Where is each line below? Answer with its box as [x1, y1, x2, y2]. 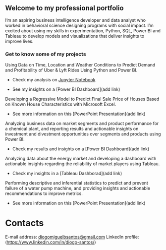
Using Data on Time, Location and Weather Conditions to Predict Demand [5, 62, 156, 68]
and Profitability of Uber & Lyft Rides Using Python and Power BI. [5, 67, 138, 73]
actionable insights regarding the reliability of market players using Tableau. [5, 161, 160, 167]
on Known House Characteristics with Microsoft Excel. [5, 101, 116, 107]
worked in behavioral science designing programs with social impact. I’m [5, 22, 154, 28]
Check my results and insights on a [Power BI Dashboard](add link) [12, 146, 150, 152]
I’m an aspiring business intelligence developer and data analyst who [5, 17, 146, 23]
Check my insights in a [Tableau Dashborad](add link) [12, 171, 122, 177]
